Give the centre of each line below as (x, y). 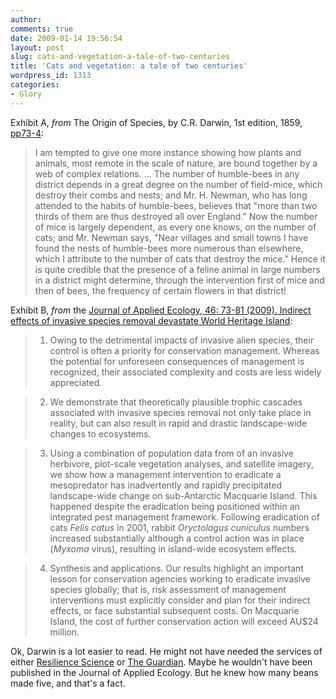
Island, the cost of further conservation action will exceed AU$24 (184, 621)
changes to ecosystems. (100, 433)
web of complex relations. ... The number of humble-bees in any (167, 173)
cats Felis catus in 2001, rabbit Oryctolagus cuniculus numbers (179, 527)
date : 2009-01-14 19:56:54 (66, 38)
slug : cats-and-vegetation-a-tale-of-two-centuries (120, 57)
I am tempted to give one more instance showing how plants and (168, 152)
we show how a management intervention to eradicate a (165, 474)
